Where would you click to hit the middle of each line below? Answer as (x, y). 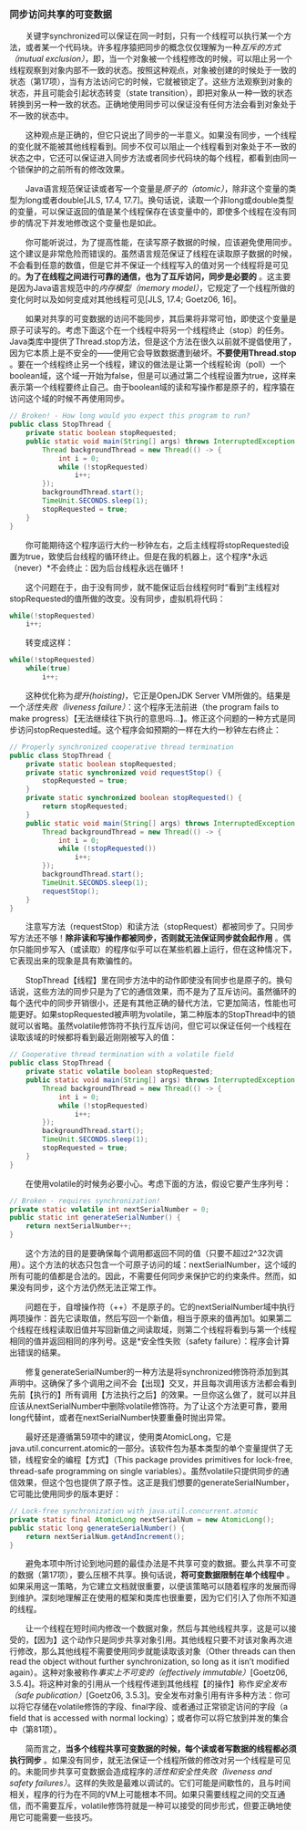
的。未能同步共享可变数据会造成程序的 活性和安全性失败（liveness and (141, 1772)
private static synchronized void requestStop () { (124, 773)
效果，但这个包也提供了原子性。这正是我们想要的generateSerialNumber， (155, 1482)
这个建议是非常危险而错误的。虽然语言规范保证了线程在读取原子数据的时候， (153, 254)
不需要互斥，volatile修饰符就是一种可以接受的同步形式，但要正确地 (158, 1806)
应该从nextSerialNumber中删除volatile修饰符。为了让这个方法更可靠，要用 (148, 1406)
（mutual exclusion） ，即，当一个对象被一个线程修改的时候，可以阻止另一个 (151, 59)
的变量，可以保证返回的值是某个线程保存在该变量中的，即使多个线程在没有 (149, 212)
